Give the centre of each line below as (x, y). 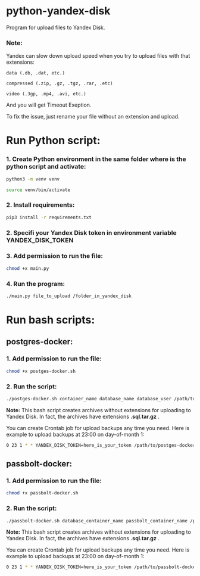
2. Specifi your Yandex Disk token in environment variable (91, 232)
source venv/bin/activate (38, 190)
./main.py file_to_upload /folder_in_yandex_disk (69, 296)
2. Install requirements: (40, 205)
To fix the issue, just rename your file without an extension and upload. (93, 117)
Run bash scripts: (51, 320)
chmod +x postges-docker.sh (41, 371)
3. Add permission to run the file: (54, 256)
